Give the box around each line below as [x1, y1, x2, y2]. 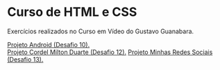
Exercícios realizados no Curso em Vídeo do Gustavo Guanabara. [7, 27, 194, 35]
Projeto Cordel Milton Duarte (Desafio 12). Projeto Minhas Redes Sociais [7, 48, 213, 56]
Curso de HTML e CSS [7, 4, 137, 20]
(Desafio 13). [7, 55, 44, 63]
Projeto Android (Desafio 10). [7, 40, 90, 49]
